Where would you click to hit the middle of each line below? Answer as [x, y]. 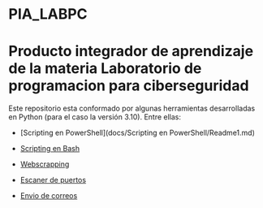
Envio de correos [49, 196]
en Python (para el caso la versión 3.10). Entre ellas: [95, 117]
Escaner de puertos [53, 180]
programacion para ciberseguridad [129, 86]
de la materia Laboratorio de [105, 69]
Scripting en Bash [50, 149]
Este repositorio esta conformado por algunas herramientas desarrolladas [132, 108]
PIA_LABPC [48, 14]
